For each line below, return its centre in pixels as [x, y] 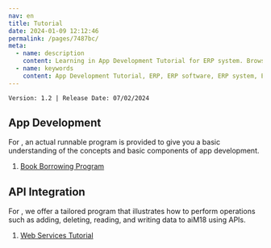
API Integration [47, 192]
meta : [17, 46]
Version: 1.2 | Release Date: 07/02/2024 [79, 98]
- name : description [50, 53]
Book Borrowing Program [62, 166]
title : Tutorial [35, 23]
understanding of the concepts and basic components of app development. [134, 151]
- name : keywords [45, 69]
